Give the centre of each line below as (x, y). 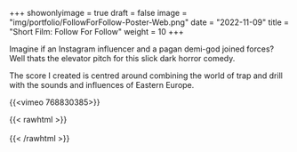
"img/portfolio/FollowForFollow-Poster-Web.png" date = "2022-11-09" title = (149, 22)
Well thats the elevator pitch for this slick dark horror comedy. (122, 58)
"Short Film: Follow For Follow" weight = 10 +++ (96, 32)
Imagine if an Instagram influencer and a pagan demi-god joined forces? (141, 49)
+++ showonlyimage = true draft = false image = (98, 13)
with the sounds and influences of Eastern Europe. (102, 85)
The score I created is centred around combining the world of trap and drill (146, 76)
